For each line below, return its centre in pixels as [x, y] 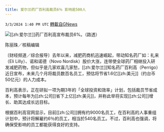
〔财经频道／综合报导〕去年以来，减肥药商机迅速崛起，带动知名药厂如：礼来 [82, 55]
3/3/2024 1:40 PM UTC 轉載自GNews [41, 24]
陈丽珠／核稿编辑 [22, 45]
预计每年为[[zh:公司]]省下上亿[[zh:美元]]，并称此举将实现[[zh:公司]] [81, 96]
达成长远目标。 [37, 102]
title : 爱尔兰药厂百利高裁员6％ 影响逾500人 [46, 9]
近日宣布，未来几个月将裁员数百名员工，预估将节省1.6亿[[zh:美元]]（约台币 [80, 73]
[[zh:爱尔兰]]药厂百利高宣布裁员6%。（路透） [55, 34]
